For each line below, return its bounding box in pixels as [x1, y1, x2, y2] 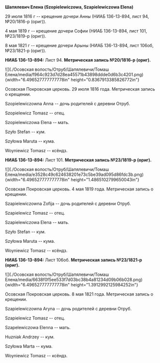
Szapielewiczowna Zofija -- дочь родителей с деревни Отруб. [5, 201, 131, 206]
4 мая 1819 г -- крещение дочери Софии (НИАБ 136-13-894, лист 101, [5, 28, 147, 33]
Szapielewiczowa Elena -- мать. [5, 220, 69, 225]
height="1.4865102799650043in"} [71, 177, 139, 182]
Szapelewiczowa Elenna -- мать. [5, 325, 71, 330]
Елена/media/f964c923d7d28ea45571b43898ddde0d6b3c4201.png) [5, 72, 144, 77]
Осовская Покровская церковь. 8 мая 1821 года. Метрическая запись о [5, 291, 154, 297]
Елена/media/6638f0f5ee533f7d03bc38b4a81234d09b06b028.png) [5, 277, 143, 283]
